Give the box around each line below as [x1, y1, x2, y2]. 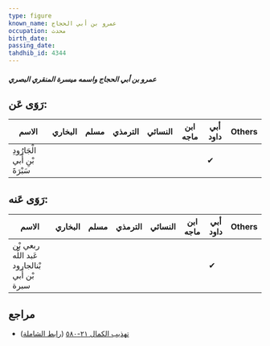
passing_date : [8, 42, 56, 50]
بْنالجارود [12, 260, 42, 271]
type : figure [8, 11, 52, 20]
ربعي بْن [12, 240, 40, 251]
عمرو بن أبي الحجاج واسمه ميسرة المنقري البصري [8, 74, 157, 84]
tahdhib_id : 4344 [8, 49, 67, 57]
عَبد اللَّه [12, 250, 39, 262]
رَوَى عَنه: [8, 192, 48, 206]
